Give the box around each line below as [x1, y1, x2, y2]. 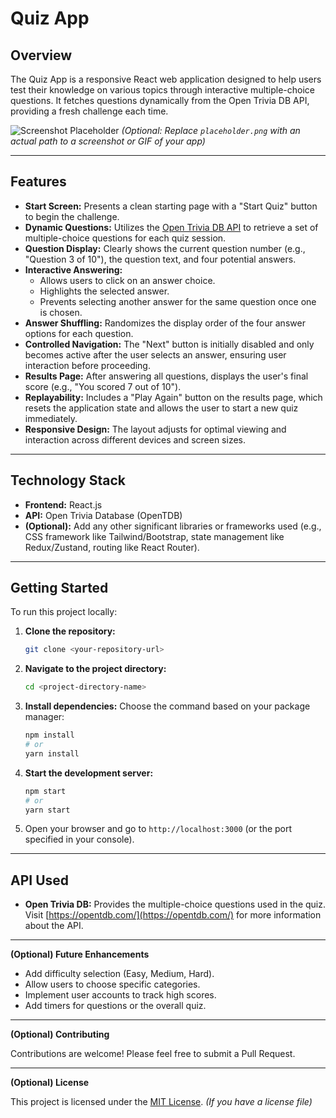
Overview [10, 47, 73, 64]
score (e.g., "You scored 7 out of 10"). [24, 380, 182, 392]
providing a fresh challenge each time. [10, 105, 169, 117]
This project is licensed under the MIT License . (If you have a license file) [10, 1096, 313, 1108]
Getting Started [10, 580, 109, 597]
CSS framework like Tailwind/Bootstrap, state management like [24, 530, 285, 542]
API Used [10, 872, 70, 889]
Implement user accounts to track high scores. [24, 989, 217, 1001]
